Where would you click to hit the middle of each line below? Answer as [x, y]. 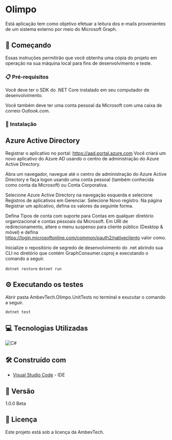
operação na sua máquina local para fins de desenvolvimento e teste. [79, 63]
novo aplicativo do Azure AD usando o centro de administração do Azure [82, 158]
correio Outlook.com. [28, 111]
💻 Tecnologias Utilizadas [47, 328]
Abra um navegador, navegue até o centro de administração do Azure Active [86, 174]
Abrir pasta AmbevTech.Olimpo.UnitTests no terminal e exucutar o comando [85, 297]
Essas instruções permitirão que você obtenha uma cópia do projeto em [81, 58]
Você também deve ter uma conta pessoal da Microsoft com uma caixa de [84, 105]
